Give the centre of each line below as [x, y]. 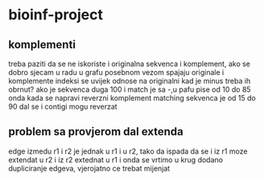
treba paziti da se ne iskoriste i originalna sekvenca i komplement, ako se [130, 64]
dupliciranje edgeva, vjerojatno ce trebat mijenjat [89, 168]
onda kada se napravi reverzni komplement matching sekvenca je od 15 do [132, 98]
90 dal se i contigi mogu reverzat [63, 107]
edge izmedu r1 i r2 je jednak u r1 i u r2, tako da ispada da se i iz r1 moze [128, 151]
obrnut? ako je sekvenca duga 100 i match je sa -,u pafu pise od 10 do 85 [130, 89]
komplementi [42, 45]
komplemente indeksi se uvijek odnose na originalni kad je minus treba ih [130, 81]
